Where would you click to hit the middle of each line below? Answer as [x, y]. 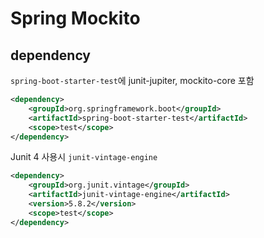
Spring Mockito [75, 18]
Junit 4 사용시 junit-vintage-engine [84, 157]
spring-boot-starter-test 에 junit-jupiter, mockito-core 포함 [132, 80]
